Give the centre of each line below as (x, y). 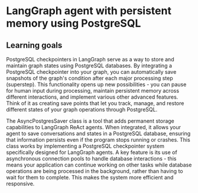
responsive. (20, 184)
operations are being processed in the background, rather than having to (95, 171)
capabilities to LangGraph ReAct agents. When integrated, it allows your (94, 127)
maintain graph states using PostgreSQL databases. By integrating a (89, 66)
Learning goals (34, 45)
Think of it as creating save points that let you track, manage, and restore (95, 103)
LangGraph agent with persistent (89, 11)
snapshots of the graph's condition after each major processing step (90, 78)
